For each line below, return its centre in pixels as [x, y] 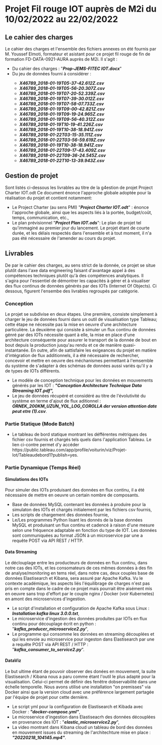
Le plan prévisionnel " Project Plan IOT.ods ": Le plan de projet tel [77, 222]
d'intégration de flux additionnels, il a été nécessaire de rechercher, [72, 355]
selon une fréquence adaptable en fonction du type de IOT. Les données [84, 530]
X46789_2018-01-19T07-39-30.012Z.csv [62, 99]
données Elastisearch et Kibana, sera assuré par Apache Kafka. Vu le [74, 578]
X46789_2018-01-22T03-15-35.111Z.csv [60, 135]
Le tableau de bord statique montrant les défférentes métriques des [79, 434]
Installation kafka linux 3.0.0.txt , [46, 613]
